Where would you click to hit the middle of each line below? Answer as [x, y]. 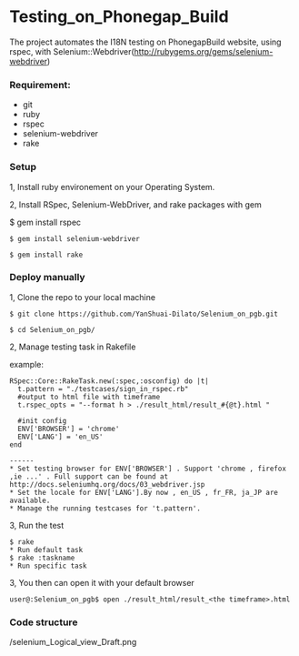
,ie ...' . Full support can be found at [89, 476]
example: [26, 364]
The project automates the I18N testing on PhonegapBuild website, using [145, 42]
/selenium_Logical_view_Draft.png [73, 642]
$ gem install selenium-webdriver [75, 238]
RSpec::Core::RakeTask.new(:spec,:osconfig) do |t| [109, 381]
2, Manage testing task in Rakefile [73, 347]
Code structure [44, 622]
